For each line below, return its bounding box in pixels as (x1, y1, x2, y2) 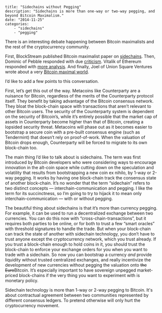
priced (5, 273, 18, 278)
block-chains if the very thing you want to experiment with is (19, 273, 140, 278)
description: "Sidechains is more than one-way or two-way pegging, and (5, 9, 155, 14)
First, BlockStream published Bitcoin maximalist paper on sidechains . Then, (5, 54, 156, 59)
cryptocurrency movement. (5, 303, 60, 308)
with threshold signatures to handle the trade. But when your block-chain (5, 226, 151, 232)
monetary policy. (5, 278, 39, 283)
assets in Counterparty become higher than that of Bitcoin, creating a (5, 119, 144, 124)
